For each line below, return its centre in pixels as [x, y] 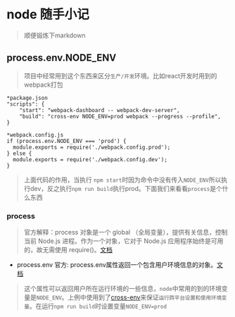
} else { [19, 153]
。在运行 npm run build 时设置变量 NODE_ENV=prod [98, 306]
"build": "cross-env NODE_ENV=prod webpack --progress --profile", [120, 116]
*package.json [27, 98]
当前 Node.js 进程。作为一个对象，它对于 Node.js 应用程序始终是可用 [123, 241]
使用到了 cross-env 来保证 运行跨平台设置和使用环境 [154, 297]
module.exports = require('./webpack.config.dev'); [90, 159]
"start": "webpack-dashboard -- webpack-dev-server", [100, 110]
